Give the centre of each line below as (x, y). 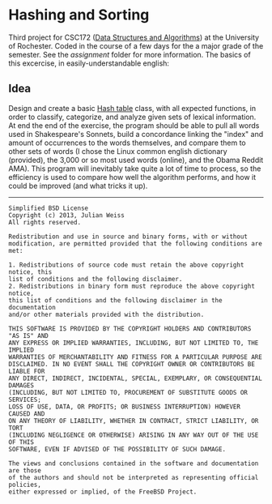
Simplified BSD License (49, 208)
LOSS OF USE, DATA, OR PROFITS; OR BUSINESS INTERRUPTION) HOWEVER (125, 407)
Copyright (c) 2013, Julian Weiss (67, 215)
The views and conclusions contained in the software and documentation (134, 463)
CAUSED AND (27, 414)
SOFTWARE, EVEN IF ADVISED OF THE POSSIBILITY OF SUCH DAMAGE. (117, 449)
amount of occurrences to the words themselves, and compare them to (127, 143)
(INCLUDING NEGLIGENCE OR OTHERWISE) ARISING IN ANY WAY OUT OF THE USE (134, 435)
